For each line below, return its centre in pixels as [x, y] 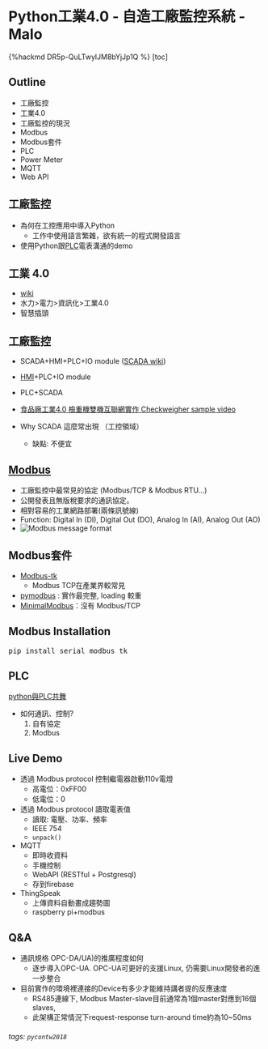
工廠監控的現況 [45, 123]
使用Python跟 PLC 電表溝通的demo [76, 245]
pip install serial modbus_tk [68, 650]
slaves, [44, 1008]
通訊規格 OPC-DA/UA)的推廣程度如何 [82, 958]
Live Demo [36, 758]
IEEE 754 [47, 829]
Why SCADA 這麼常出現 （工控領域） [82, 427]
